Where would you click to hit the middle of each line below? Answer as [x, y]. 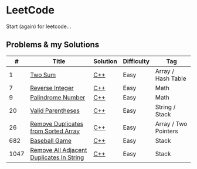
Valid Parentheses [55, 111]
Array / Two [171, 123]
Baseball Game [51, 140]
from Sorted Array [55, 131]
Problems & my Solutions [53, 45]
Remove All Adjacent [59, 150]
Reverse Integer [52, 88]
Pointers [167, 131]
